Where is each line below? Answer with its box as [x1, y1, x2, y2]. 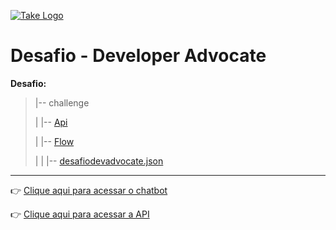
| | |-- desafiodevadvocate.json [34, 155, 164, 167]
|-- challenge [34, 96, 90, 109]
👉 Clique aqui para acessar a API [10, 208, 150, 220]
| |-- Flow [34, 135, 75, 147]
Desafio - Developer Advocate [10, 45, 267, 67]
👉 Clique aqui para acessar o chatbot [10, 184, 168, 196]
